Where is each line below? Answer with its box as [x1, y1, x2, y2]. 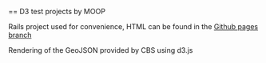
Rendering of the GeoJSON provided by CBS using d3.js [8, 46, 193, 54]
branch [8, 31, 32, 39]
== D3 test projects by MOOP [8, 7, 106, 16]
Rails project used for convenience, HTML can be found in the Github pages [8, 22, 258, 31]
